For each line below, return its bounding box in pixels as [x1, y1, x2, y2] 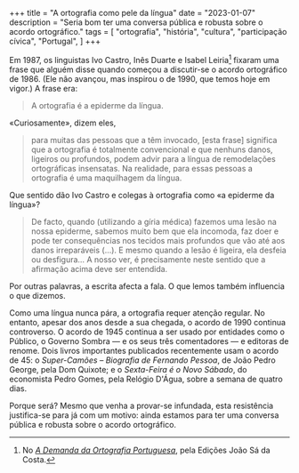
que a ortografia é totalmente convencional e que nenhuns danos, [30, 144, 273, 155]
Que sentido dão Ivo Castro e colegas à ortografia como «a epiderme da [9, 189, 275, 200]
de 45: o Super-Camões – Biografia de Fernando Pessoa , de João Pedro [9, 355, 276, 365]
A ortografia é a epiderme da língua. [30, 100, 164, 110]
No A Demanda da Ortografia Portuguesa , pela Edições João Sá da [21, 445, 271, 455]
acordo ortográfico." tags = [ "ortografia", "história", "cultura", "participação [9, 27, 287, 36]
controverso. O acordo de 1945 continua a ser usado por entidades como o [9, 326, 285, 337]
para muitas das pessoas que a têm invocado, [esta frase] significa [30, 134, 278, 145]
